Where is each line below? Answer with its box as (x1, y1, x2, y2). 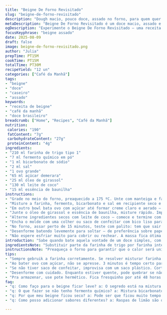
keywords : (5, 100, 26, 105)
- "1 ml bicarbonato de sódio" (5, 159, 70, 164)
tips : (5, 252, 16, 257)
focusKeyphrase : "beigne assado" (5, 30, 75, 35)
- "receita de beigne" (5, 104, 52, 109)
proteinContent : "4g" (7, 141, 52, 146)
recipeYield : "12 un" (5, 67, 50, 72)
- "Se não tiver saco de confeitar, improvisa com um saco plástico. (5, 265, 153, 270)
